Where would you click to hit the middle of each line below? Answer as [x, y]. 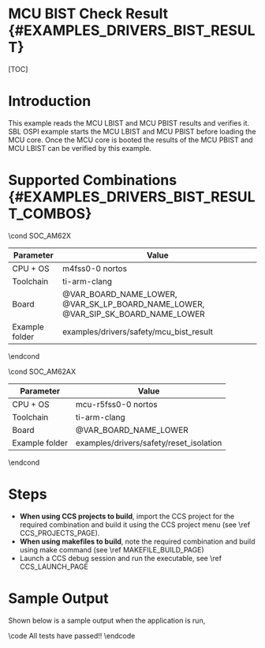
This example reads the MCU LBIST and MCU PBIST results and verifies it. [129, 122]
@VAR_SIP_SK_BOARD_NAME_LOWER [133, 314]
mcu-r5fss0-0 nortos [116, 404]
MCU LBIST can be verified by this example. [80, 148]
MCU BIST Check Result [88, 14]
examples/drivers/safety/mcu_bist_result [137, 331]
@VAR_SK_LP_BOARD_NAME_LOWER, [133, 303]
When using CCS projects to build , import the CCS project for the [127, 516]
